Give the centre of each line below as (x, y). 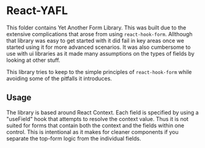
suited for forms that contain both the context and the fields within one (95, 125)
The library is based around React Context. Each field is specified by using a (102, 112)
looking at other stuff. (33, 60)
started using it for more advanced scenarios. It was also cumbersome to (99, 47)
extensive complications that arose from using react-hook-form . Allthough (99, 34)
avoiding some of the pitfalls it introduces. (59, 78)
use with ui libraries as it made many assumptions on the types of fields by (100, 53)
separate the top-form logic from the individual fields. (74, 138)
